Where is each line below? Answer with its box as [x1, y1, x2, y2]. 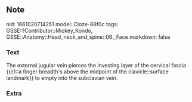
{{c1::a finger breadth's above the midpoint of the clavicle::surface [6, 68, 169, 75]
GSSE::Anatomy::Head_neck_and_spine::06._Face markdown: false [6, 33, 171, 41]
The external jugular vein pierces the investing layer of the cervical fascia [6, 62, 187, 69]
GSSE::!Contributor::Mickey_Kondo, [6, 27, 93, 34]
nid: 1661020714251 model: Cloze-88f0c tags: [6, 20, 119, 27]
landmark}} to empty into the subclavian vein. [6, 75, 118, 82]
